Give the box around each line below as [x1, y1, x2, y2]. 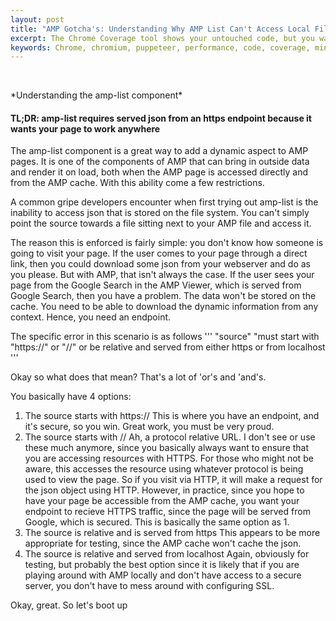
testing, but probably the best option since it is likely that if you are [24, 559, 300, 571]
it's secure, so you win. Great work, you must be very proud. [24, 421, 275, 433]
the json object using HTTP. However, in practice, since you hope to [24, 484, 305, 496]
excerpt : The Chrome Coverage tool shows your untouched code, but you [10, 33, 315, 43]
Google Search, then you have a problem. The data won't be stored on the [10, 290, 317, 302]
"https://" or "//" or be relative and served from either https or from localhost [10, 341, 326, 353]
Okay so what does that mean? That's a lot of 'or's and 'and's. [10, 371, 267, 383]
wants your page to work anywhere [10, 122, 161, 135]
